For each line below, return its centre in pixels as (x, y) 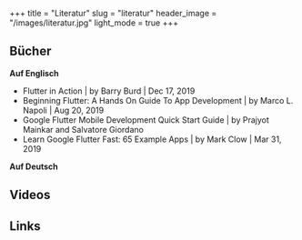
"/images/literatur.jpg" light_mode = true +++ (94, 23)
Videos (30, 195)
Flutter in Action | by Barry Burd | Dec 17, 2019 (109, 91)
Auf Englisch (34, 73)
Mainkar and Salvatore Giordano (83, 129)
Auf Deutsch (34, 166)
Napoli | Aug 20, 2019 (63, 110)
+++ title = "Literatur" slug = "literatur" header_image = (113, 13)
